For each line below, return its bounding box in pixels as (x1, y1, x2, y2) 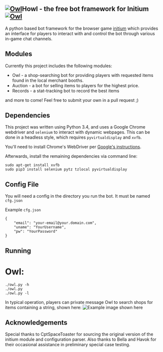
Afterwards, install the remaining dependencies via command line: (5, 153, 138, 159)
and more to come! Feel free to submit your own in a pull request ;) (5, 97, 139, 103)
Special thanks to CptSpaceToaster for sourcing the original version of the (5, 332, 153, 337)
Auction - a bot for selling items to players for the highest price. (12, 82, 140, 88)
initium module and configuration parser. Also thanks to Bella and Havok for (5, 336, 157, 342)
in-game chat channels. (5, 36, 53, 41)
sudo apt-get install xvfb (5, 163, 60, 168)
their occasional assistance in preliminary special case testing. (5, 342, 130, 348)
